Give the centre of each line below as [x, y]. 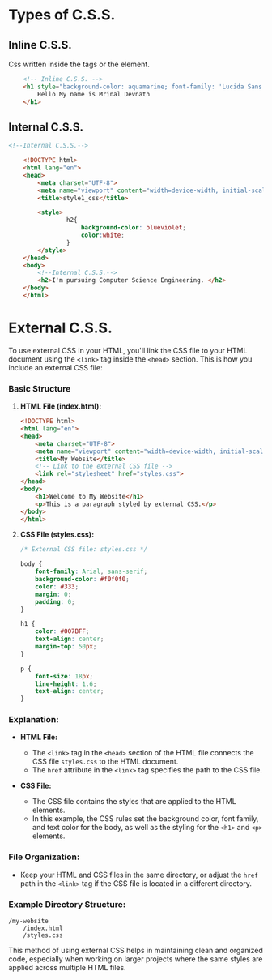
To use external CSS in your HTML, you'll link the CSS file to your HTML [128, 350]
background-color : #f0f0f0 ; [82, 580]
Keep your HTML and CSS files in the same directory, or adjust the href [139, 875]
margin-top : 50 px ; [66, 647]
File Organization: [44, 857]
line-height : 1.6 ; [66, 684]
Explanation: [34, 720]
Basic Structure [40, 388]
